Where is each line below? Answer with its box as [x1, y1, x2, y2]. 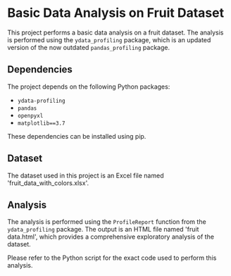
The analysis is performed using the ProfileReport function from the [7, 218, 206, 226]
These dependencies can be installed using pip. [7, 132, 146, 140]
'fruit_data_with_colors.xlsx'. [7, 178, 89, 187]
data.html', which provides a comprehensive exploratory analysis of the [7, 232, 215, 241]
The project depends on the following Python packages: [7, 82, 170, 91]
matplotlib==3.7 [17, 120, 65, 127]
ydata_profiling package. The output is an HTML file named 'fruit [7, 225, 199, 234]
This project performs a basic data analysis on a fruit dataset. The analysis [7, 28, 224, 37]
